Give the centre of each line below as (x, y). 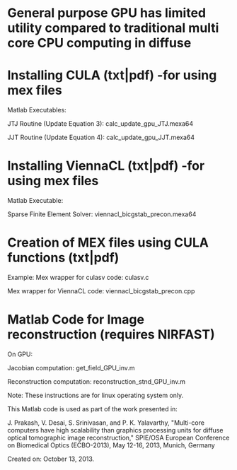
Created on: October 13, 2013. (51, 459)
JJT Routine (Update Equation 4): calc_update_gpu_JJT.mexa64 (101, 137)
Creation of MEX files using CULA (108, 243)
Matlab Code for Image (76, 320)
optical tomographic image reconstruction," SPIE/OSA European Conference (118, 437)
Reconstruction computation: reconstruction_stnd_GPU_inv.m (97, 381)
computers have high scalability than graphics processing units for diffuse (115, 430)
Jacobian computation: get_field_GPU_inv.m (71, 368)
